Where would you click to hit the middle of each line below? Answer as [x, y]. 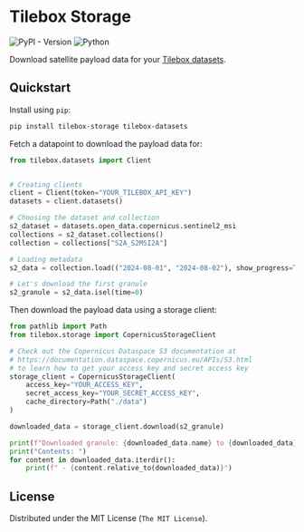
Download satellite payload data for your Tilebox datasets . [118, 59]
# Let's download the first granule [78, 284]
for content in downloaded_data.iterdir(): [93, 459]
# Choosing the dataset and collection [85, 218]
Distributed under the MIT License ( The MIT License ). [109, 518]
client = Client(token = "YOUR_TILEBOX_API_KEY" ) [101, 193]
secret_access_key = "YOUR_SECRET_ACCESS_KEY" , [113, 393]
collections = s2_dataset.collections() [87, 234]
